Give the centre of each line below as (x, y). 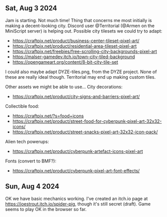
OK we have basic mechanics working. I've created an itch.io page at (76, 198)
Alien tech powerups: (27, 141)
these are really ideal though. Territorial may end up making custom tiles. (80, 77)
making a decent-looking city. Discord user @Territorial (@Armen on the (80, 26)
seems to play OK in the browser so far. (46, 209)
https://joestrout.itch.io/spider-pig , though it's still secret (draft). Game (78, 204)
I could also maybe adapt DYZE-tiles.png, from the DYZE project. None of (81, 72)
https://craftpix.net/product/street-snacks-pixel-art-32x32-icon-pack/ (85, 132)
